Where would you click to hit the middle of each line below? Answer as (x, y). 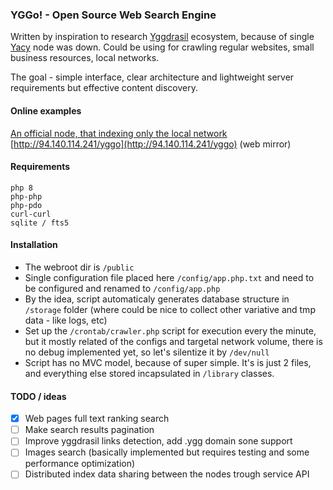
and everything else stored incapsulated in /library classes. (149, 373)
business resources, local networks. (85, 58)
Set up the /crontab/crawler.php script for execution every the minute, (170, 330)
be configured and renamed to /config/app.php (122, 288)
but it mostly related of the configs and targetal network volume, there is (173, 341)
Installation (34, 245)
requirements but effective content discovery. (104, 88)
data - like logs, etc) (66, 320)
